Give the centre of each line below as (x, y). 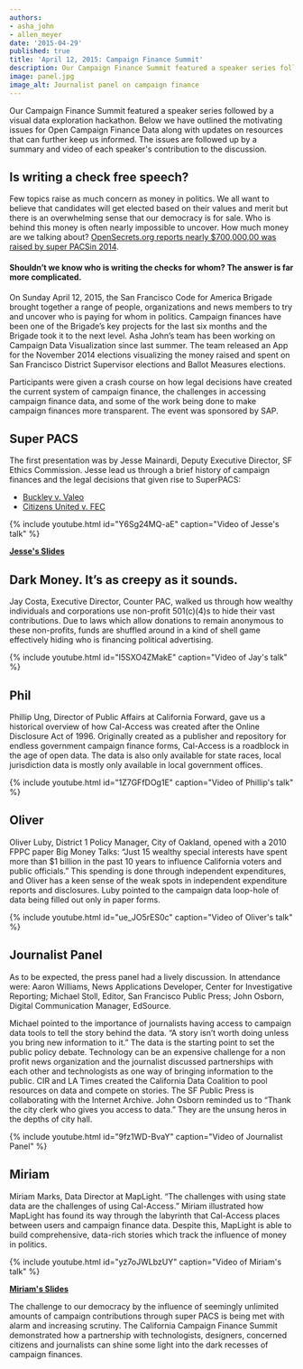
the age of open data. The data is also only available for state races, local (145, 755)
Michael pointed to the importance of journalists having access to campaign (150, 1023)
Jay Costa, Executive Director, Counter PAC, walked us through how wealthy (151, 602)
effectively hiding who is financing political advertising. (111, 640)
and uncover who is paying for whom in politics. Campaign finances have (146, 316)
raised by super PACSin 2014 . (64, 247)
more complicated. (46, 277)
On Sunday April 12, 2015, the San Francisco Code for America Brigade (141, 297)
